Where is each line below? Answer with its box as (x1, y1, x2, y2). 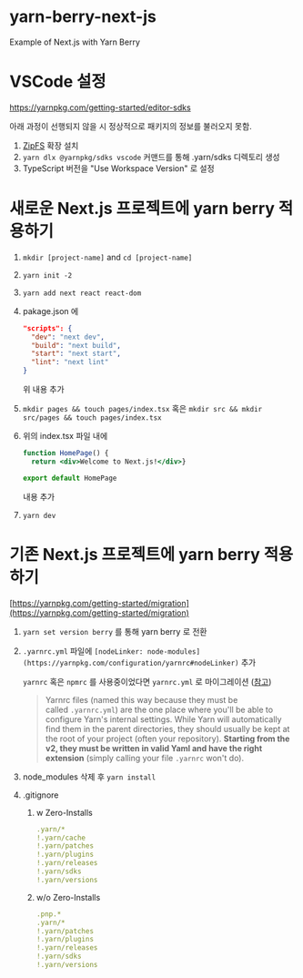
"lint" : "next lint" (31, 358, 109, 367)
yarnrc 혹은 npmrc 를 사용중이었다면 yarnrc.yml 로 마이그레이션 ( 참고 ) (22, 676, 272, 687)
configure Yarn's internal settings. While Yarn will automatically (45, 713, 282, 725)
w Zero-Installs (35, 807, 93, 818)
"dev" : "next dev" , (31, 332, 106, 341)
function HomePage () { (22, 449, 109, 458)
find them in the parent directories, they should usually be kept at (45, 723, 290, 734)
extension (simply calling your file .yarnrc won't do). (45, 752, 245, 763)
